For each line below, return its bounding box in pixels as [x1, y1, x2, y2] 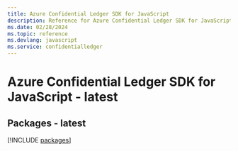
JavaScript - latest [7, 89, 118, 105]
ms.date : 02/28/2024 [7, 23, 69, 30]
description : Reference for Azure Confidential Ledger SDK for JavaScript [7, 17, 233, 24]
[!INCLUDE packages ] [7, 136, 72, 144]
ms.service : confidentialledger [7, 43, 103, 50]
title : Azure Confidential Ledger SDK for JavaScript [7, 10, 170, 18]
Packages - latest [7, 117, 86, 129]
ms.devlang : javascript [7, 37, 78, 44]
